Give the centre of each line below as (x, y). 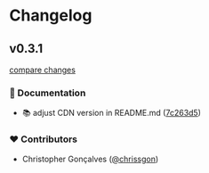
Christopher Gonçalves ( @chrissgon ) (90, 159)
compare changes (42, 70)
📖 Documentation (48, 93)
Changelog (51, 16)
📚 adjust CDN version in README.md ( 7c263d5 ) (112, 113)
